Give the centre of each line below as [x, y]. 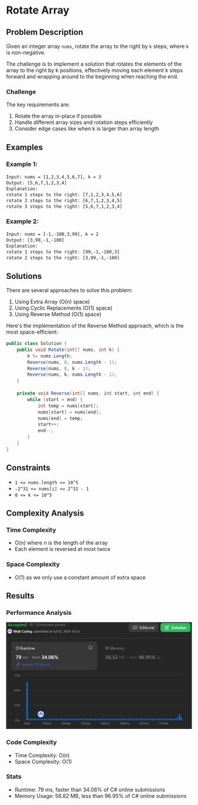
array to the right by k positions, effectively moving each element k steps [95, 70]
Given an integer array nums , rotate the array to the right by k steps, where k [98, 46]
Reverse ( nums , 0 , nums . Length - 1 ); [72, 362]
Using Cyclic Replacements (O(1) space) [64, 308]
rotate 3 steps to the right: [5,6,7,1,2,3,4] [64, 206]
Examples [24, 147]
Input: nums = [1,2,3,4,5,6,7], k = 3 [54, 177]
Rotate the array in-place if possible [58, 116]
